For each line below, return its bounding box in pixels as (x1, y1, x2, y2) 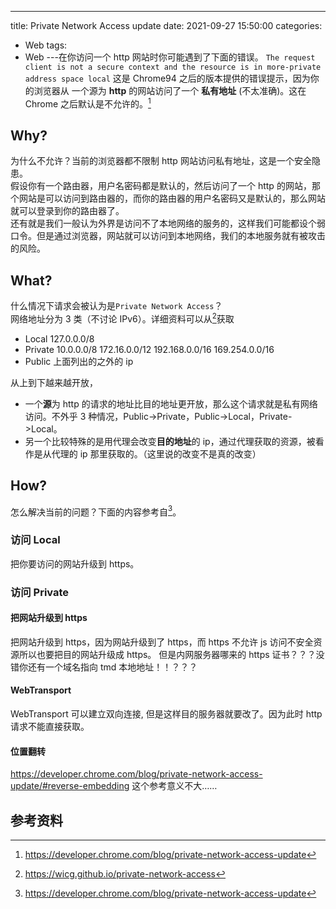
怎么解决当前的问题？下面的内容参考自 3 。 (10, 504, 182, 518)
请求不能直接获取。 (10, 721, 90, 733)
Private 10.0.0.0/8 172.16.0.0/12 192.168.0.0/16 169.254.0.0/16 (24, 343, 275, 355)
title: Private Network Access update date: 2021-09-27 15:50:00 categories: (10, 20, 323, 31)
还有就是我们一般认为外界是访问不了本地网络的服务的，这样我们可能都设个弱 (10, 217, 326, 230)
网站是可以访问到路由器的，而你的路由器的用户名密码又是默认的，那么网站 (18, 192, 326, 205)
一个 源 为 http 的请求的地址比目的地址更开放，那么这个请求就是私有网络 (24, 397, 318, 410)
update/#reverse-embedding (10, 780, 130, 792)
